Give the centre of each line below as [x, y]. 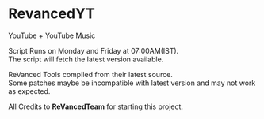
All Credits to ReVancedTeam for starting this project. [96, 106]
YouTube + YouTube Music [52, 35]
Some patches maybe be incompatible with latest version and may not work [132, 83]
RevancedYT [52, 14]
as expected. [29, 91]
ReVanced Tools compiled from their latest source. [90, 74]
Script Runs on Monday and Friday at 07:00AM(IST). [94, 50]
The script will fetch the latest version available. [86, 59]
